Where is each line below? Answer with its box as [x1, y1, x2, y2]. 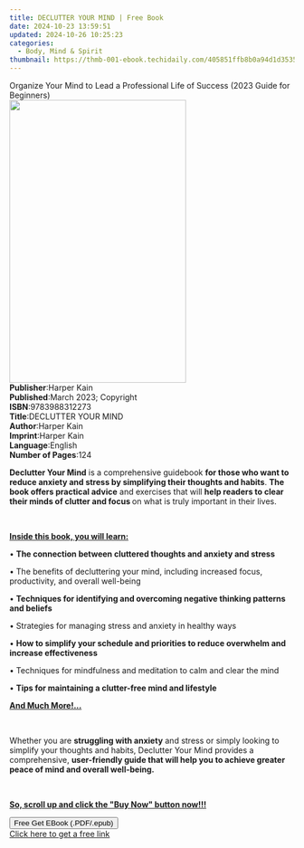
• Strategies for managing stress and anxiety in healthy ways [9, 621, 237, 631]
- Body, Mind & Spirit [17, 47, 103, 56]
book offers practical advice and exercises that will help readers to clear [9, 486, 284, 497]
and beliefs [9, 603, 52, 614]
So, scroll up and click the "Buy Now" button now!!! [9, 799, 206, 810]
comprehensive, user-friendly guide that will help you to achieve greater [9, 755, 286, 765]
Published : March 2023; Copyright [9, 392, 138, 403]
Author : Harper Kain [9, 421, 84, 431]
